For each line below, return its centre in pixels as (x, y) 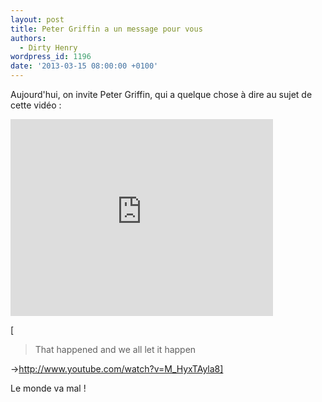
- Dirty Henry (48, 47)
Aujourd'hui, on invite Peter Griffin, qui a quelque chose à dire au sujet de (161, 94)
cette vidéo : (36, 105)
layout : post (37, 19)
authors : (28, 38)
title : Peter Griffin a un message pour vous (106, 29)
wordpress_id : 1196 (51, 57)
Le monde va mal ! (48, 388)
